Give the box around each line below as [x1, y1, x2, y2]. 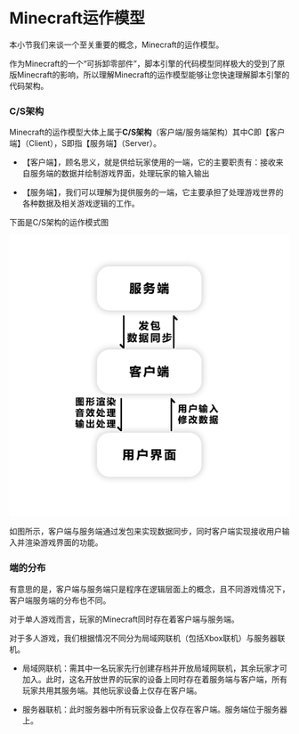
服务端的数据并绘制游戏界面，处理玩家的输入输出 [29, 168, 210, 179]
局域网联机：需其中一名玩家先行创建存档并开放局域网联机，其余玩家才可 [21, 663, 287, 673]
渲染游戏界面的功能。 [24, 537, 103, 548]
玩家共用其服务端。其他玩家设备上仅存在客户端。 [21, 685, 202, 696]
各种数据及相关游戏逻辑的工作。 [21, 198, 140, 209]
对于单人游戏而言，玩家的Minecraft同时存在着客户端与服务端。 [9, 614, 239, 624]
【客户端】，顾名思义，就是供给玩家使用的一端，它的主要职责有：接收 [21, 157, 276, 167]
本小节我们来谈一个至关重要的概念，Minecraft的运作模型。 [9, 39, 224, 50]
